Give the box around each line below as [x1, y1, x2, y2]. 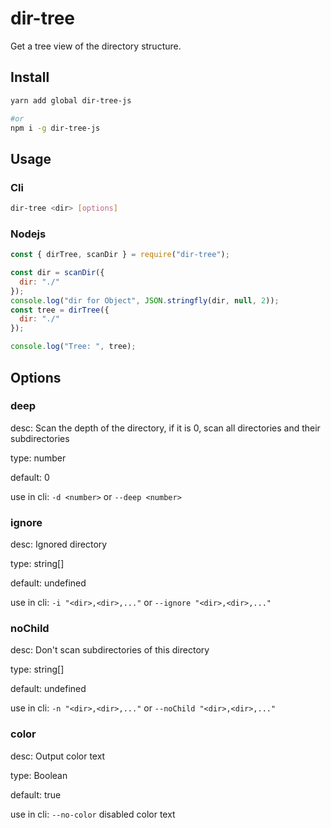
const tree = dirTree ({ [10, 305, 110, 315]
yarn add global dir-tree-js [10, 95, 132, 106]
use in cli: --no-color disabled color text [10, 808, 176, 820]
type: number [10, 452, 67, 464]
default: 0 [10, 471, 50, 483]
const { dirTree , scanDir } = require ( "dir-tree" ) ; [10, 250, 230, 260]
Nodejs [10, 227, 47, 241]
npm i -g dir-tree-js [10, 123, 101, 133]
